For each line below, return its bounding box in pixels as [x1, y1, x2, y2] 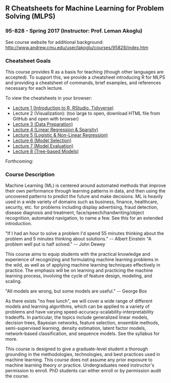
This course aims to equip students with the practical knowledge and [5, 251, 151, 257]
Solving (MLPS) [5, 12, 56, 21]
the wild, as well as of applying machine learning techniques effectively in [5, 262, 161, 268]
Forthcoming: [5, 158, 34, 164]
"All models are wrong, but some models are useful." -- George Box [5, 288, 147, 294]
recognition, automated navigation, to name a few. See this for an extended [5, 215, 163, 221]
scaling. [5, 278, 22, 284]
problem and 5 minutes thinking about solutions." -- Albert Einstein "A [5, 236, 152, 242]
